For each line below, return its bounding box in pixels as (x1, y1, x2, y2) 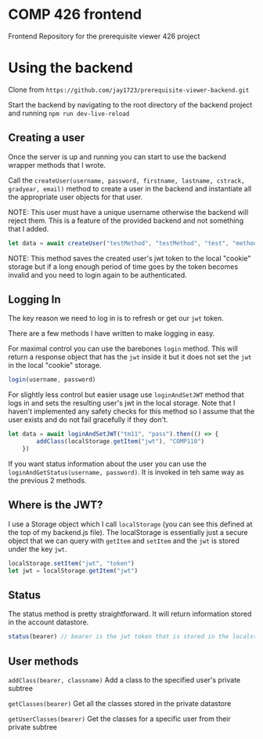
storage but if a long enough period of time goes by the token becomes (8, 261, 239, 271)
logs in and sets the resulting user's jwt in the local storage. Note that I (8, 399, 236, 408)
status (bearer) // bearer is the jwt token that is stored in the (8, 633, 229, 641)
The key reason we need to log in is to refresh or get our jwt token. (8, 314, 225, 323)
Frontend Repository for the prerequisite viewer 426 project (8, 31, 200, 41)
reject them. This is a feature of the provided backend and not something (8, 216, 244, 225)
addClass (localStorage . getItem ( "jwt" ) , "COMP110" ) (36, 438, 205, 446)
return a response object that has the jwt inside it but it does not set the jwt (8, 352, 252, 362)
